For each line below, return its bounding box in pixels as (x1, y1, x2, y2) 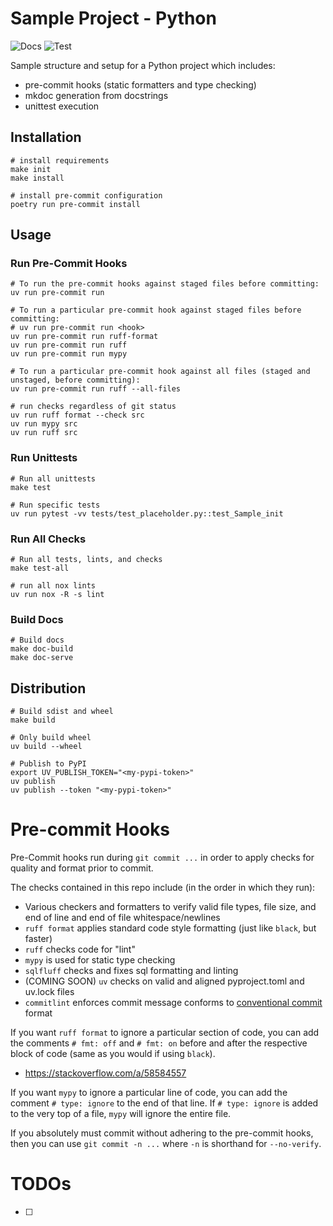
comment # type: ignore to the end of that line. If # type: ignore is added (10, 1097, 319, 1109)
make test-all (10, 563, 70, 574)
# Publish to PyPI (10, 759, 87, 769)
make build (10, 715, 56, 726)
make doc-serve (10, 653, 74, 663)
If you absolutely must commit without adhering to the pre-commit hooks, (10, 1127, 314, 1139)
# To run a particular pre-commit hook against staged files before (10, 305, 302, 316)
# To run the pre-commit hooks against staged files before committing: (10, 279, 320, 289)
